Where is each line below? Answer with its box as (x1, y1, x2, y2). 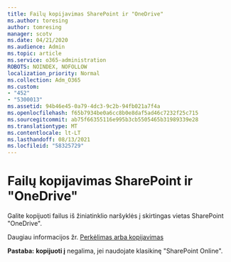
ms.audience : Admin (7, 43, 65, 50)
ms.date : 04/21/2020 (7, 37, 69, 44)
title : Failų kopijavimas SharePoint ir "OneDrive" (7, 10, 163, 18)
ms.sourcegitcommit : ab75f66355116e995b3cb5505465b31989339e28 (7, 116, 199, 123)
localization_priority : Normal (7, 70, 100, 77)
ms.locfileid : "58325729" (7, 143, 84, 150)
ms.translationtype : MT (7, 122, 78, 130)
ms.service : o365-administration (7, 57, 107, 64)
